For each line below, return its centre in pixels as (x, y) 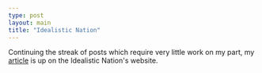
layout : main (30, 23)
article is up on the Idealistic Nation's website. (83, 60)
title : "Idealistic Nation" (55, 30)
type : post (26, 15)
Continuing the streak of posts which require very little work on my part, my (131, 53)
